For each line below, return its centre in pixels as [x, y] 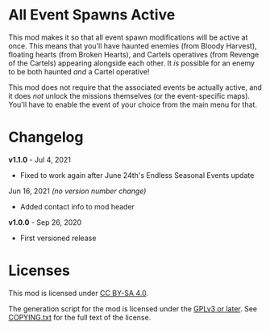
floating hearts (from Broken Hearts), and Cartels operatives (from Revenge [134, 54]
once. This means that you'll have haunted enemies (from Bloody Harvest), [133, 45]
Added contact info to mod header [77, 206]
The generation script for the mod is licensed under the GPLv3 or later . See [133, 308]
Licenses [39, 271]
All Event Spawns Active [92, 15]
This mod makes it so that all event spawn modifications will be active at [128, 37]
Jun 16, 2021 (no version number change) [77, 191]
